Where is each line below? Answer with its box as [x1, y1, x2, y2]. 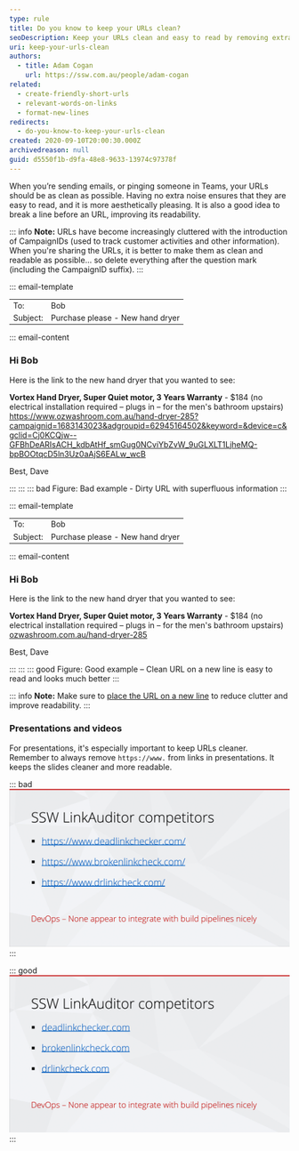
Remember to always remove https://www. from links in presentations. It [9, 752, 275, 762]
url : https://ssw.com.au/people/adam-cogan [25, 71, 190, 80]
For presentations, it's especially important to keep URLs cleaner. [9, 743, 248, 753]
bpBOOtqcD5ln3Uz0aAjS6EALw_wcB [9, 448, 147, 459]
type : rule [9, 14, 50, 23]
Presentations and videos [9, 722, 123, 735]
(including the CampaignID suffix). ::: [9, 263, 144, 275]
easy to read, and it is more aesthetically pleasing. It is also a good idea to [9, 199, 280, 210]
